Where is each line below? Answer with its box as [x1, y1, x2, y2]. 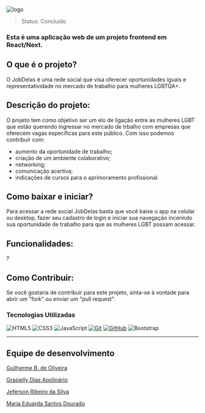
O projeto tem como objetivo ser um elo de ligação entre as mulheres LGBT [6, 116, 195, 124]
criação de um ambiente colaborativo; [15, 154, 111, 162]
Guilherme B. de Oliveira [6, 365, 68, 372]
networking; [15, 161, 46, 168]
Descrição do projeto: [6, 100, 90, 110]
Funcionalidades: [6, 238, 74, 249]
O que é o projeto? [6, 59, 77, 70]
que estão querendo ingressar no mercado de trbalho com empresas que [6, 123, 191, 130]
